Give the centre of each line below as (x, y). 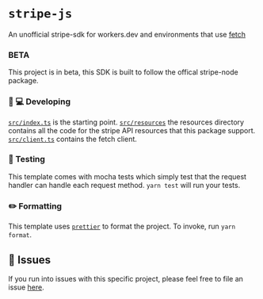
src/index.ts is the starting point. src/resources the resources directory (126, 122)
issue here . (27, 287)
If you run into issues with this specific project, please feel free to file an (126, 278)
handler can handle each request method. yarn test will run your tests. (124, 185)
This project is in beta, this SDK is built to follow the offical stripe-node (124, 72)
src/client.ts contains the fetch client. (72, 139)
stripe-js (40, 14)
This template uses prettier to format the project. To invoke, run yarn (122, 226)
